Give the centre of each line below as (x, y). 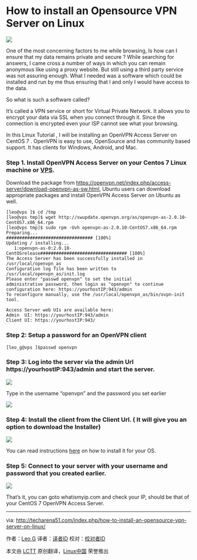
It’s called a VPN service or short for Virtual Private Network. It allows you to (98, 111)
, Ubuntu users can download (135, 189)
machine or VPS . (30, 170)
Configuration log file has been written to (61, 269)
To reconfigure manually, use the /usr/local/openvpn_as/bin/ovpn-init (95, 295)
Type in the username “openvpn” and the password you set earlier (86, 393)
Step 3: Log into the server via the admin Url (70, 362)
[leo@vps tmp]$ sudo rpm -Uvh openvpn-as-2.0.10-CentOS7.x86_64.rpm (91, 228)
